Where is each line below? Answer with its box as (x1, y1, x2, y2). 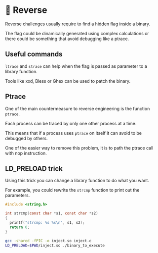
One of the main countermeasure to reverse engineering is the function (5, 105, 150, 111)
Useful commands (5, 50, 63, 58)
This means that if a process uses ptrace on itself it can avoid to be (5, 130, 142, 136)
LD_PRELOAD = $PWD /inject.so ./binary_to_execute (5, 243, 105, 248)
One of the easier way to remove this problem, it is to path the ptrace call (5, 145, 154, 151)
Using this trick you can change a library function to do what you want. (5, 178, 150, 184)
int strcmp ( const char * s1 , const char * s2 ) (5, 211, 98, 216)
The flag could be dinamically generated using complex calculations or (5, 30, 149, 36)
